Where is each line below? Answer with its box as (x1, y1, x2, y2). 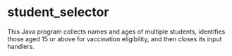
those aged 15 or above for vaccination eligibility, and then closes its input (7, 34, 222, 43)
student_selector (7, 4, 109, 20)
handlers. (7, 42, 35, 50)
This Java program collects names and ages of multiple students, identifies (7, 27, 226, 36)
